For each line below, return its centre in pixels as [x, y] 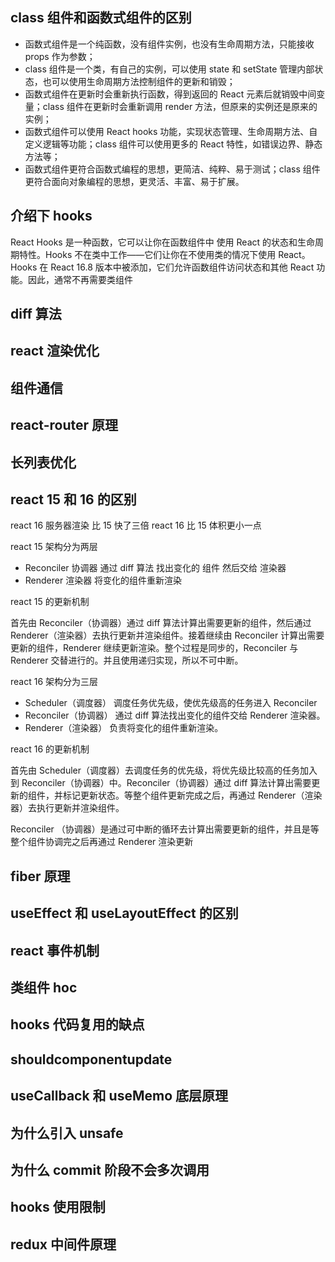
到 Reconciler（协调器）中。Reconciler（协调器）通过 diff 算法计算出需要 [161, 783]
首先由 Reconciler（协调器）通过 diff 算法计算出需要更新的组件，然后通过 [161, 623]
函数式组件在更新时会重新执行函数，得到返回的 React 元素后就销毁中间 [170, 94]
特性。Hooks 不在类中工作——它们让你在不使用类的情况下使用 [147, 254]
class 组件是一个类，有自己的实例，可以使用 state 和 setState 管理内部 [169, 69]
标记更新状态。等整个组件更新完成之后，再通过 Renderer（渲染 [192, 795]
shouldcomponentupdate [91, 1059]
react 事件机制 [55, 950]
